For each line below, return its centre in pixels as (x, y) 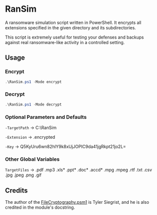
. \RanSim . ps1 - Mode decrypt (34, 104)
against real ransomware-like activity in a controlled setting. (65, 42)
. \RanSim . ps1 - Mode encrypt (34, 82)
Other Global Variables (32, 159)
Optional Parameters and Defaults (46, 117)
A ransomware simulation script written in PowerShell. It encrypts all (73, 22)
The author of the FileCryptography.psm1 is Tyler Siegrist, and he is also (77, 202)
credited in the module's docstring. (40, 207)
